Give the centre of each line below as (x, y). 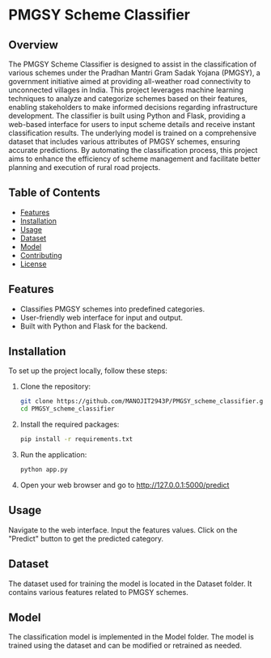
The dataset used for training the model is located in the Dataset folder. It (130, 584)
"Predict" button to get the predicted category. (86, 538)
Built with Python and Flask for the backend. (94, 326)
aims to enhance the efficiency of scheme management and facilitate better (135, 159)
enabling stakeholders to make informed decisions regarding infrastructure (133, 107)
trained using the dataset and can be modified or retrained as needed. (125, 646)
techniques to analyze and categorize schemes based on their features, (128, 98)
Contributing (41, 255)
